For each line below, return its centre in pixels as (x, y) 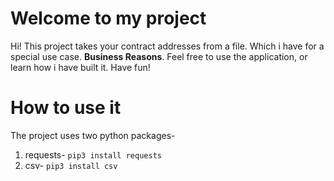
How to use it (66, 108)
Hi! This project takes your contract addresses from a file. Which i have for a (167, 46)
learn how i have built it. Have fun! (80, 67)
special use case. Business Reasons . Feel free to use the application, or (159, 56)
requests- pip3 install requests (93, 154)
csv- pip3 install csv (71, 165)
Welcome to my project (108, 18)
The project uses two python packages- (93, 135)
